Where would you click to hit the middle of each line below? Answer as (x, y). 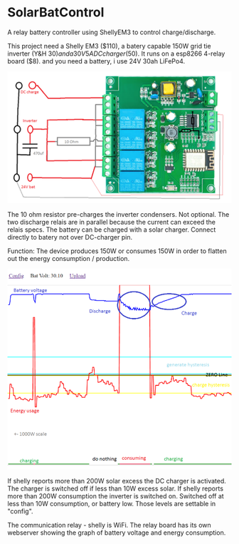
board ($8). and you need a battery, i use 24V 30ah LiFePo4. (96, 61)
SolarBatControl (56, 12)
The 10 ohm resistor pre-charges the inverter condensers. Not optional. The (118, 215)
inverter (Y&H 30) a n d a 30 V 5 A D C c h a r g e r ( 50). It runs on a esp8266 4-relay (116, 53)
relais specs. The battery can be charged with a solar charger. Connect (112, 230)
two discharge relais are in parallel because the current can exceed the (111, 222)
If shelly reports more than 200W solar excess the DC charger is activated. (117, 481)
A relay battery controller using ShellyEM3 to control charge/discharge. (112, 32)
